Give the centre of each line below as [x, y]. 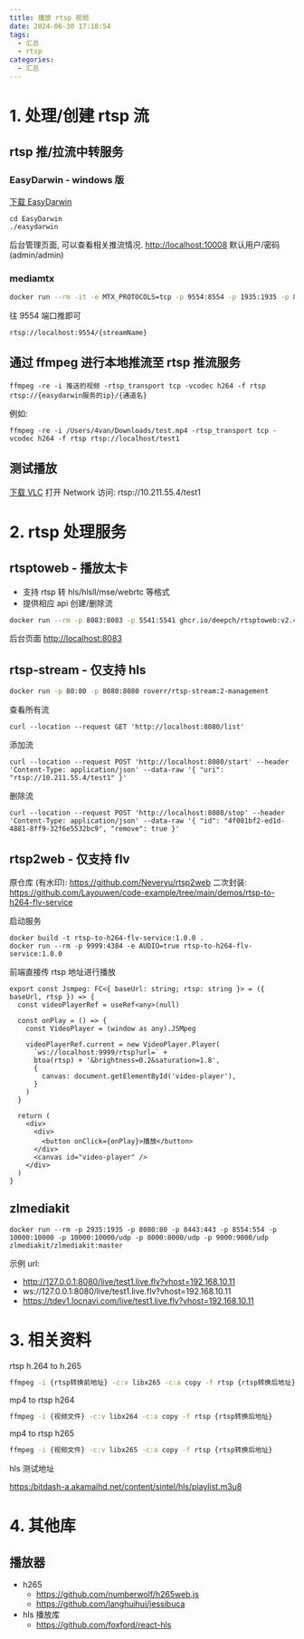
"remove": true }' [145, 829]
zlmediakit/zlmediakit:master [66, 1245]
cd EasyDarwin [36, 218]
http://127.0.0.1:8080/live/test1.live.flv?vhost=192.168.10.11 [128, 1281]
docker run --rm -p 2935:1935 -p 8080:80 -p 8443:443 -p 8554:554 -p [143, 1229]
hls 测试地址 [32, 1469]
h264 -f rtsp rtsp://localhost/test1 [109, 439]
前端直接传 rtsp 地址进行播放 [62, 971]
